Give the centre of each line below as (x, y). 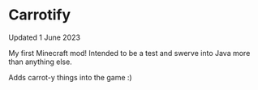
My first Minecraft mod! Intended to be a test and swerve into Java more (129, 53)
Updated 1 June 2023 (45, 37)
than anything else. (41, 62)
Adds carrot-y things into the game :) (70, 77)
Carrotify (40, 15)
